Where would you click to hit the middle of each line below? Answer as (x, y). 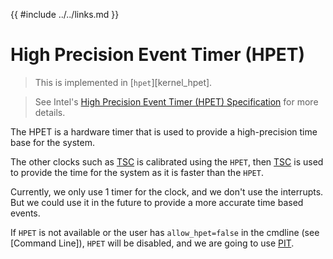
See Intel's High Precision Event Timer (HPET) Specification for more (176, 101)
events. (25, 213)
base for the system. (52, 142)
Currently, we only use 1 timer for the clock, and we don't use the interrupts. (167, 191)
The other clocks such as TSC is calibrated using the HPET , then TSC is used (167, 161)
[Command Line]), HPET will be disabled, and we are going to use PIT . (152, 243)
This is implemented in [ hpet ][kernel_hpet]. (123, 82)
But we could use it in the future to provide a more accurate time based (157, 202)
